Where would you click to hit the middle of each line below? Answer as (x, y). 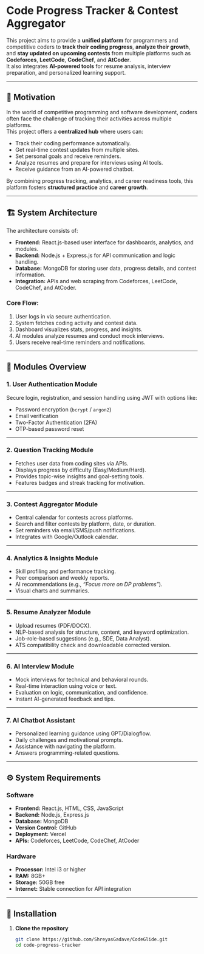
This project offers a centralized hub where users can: (75, 131)
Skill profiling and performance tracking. (66, 571)
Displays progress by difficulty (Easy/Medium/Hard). (81, 470)
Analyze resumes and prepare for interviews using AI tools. (89, 162)
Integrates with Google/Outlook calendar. (66, 537)
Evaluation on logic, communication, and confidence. (81, 693)
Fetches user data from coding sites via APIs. (72, 463)
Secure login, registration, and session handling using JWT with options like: (102, 397)
